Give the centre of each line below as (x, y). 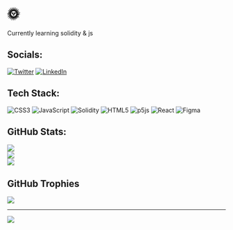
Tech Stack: (34, 93)
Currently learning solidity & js (50, 33)
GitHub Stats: (37, 131)
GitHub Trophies (43, 183)
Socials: (25, 55)
